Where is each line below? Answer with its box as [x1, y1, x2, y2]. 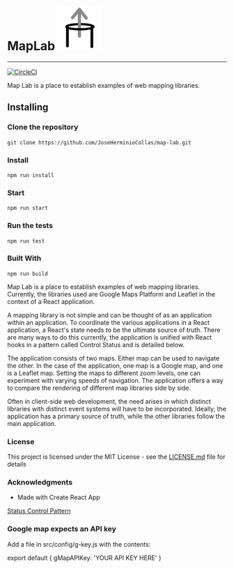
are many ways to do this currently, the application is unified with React [7, 333, 212, 341]
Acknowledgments [7, 478, 73, 487]
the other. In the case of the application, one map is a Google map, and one [7, 361, 224, 370]
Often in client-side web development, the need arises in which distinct [7, 397, 211, 405]
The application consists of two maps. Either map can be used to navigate [7, 354, 220, 362]
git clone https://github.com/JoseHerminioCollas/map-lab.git [7, 139, 192, 146]
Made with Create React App [17, 493, 100, 501]
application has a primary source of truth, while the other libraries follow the [7, 411, 225, 420]
